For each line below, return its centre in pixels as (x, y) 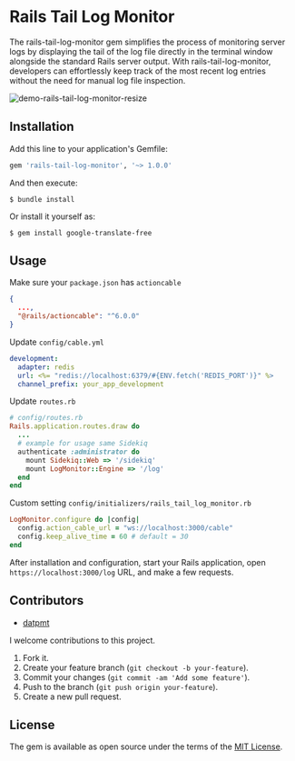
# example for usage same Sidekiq (83, 444)
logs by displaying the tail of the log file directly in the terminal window (141, 51)
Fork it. (36, 657)
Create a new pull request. (72, 696)
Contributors (47, 601)
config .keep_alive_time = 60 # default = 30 (103, 537)
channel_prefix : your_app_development (91, 384)
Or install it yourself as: (52, 216)
